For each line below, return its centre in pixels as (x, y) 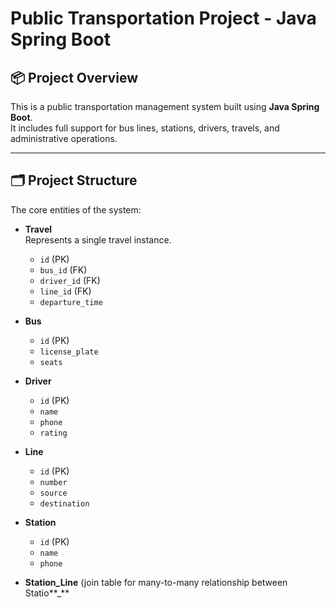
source (53, 493)
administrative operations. (64, 138)
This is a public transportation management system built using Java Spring (165, 106)
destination (64, 503)
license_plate (69, 352)
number (53, 482)
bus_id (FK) (63, 269)
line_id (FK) (65, 291)
